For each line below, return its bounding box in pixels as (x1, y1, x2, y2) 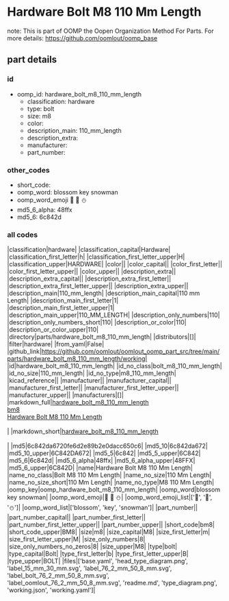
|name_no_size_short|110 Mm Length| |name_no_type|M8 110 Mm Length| (7, 478, 215, 487)
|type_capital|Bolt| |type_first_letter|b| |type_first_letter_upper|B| (7, 550, 189, 558)
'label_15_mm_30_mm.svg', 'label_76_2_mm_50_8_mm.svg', (7, 564, 172, 572)
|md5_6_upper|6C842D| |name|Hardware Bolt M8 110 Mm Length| (7, 463, 193, 472)
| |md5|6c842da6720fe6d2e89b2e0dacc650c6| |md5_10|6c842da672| (7, 442, 208, 450)
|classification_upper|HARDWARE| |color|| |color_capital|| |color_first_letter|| (7, 260, 223, 268)
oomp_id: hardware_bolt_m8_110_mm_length (16, 90, 142, 98)
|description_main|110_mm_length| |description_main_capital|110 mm (7, 289, 200, 298)
